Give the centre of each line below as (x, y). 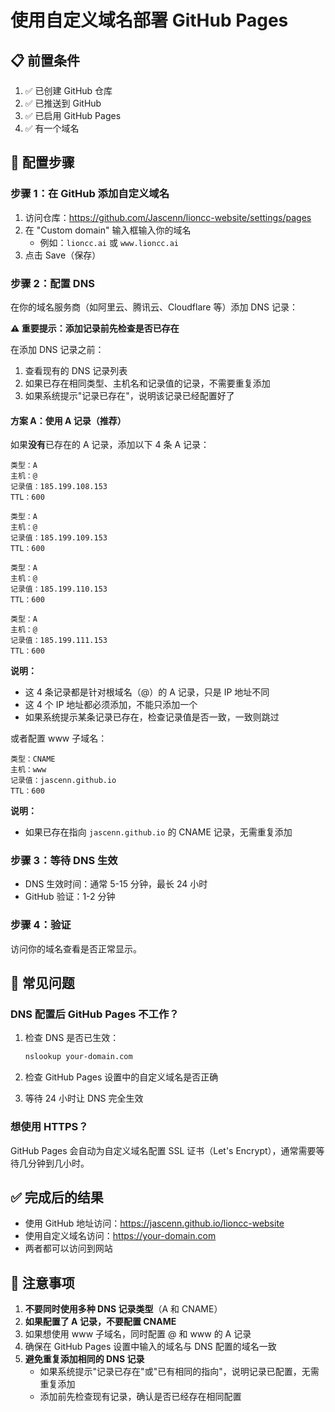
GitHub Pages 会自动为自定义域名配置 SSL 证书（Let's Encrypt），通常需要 (163, 1150)
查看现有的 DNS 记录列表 (76, 370)
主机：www (28, 770)
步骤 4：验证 (41, 925)
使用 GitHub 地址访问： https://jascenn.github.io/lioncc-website (154, 1223)
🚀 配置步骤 (42, 162)
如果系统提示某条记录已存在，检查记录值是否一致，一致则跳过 (152, 717)
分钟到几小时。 (58, 1163)
